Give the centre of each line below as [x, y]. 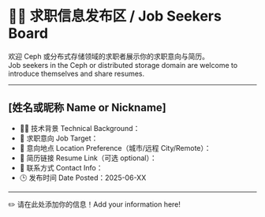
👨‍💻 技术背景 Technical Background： [80, 128]
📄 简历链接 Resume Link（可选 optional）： [88, 158]
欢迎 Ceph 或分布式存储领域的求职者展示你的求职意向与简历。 [109, 56]
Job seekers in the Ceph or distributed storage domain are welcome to [123, 65]
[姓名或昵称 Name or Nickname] [88, 108]
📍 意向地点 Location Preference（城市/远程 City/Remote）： [115, 148]
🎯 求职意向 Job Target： [59, 138]
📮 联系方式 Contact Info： [61, 167]
